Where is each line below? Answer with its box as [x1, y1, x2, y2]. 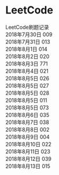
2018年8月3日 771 [5, 60, 48, 67]
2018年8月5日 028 [5, 89, 50, 97]
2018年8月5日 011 [5, 97, 47, 104]
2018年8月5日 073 [5, 104, 49, 111]
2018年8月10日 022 [5, 140, 51, 147]
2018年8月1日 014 [5, 45, 47, 53]
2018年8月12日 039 [5, 155, 51, 162]
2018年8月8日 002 [5, 126, 50, 133]
